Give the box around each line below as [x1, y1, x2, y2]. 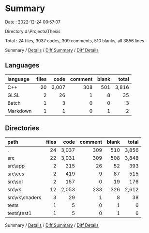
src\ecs [7, 170, 25, 177]
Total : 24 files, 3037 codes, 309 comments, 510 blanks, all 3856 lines [5, 37, 144, 44]
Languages [5, 61, 40, 69]
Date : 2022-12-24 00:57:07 [5, 19, 60, 25]
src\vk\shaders [7, 194, 42, 200]
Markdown [7, 107, 32, 114]
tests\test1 [7, 210, 32, 216]
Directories [5, 124, 40, 133]
